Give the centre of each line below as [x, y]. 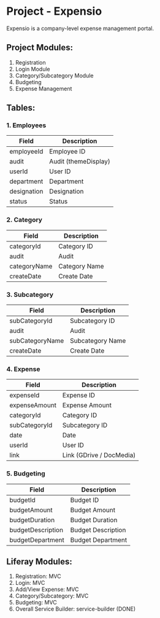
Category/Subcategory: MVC [52, 596]
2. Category [25, 220]
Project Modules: [40, 48]
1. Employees [26, 125]
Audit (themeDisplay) [79, 162]
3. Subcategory [30, 294]
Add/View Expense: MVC [47, 589]
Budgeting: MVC [36, 603]
